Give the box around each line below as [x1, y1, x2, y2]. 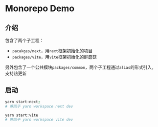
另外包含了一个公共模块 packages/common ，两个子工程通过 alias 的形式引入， [5, 64, 157, 70]
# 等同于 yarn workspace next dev [5, 104, 73, 109]
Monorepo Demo [5, 3, 75, 14]
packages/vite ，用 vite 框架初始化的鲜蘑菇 [12, 54, 97, 60]
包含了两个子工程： [5, 38, 44, 43]
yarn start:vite [5, 113, 38, 118]
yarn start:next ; [5, 99, 41, 104]
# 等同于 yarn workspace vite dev [5, 117, 73, 122]
